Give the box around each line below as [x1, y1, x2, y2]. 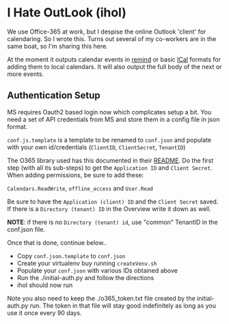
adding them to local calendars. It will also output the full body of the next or [7, 62, 222, 71]
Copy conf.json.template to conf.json [16, 251, 126, 260]
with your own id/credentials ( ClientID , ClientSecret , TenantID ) [7, 142, 186, 151]
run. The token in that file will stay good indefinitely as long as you [29, 301, 217, 310]
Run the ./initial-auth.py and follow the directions [16, 273, 154, 282]
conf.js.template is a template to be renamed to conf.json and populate [7, 136, 212, 144]
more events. [7, 70, 44, 78]
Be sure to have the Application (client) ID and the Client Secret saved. [7, 197, 219, 205]
